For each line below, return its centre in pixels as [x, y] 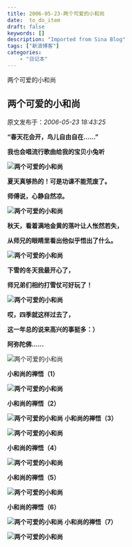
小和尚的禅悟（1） [33, 373]
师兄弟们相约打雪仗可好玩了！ [50, 285]
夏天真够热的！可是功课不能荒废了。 [59, 181]
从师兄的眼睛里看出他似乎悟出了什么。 [62, 240]
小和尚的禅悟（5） [34, 477]
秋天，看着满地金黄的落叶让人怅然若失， [65, 225]
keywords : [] [26, 33]
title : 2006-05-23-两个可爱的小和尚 [56, 14]
